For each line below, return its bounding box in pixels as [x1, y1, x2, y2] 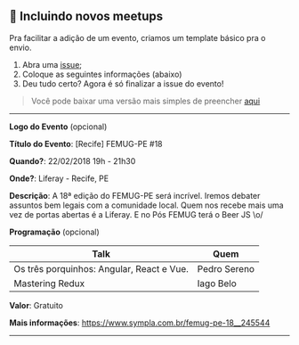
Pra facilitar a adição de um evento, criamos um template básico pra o [9, 32, 266, 43]
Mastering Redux [13, 277, 85, 290]
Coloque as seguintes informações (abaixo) [21, 69, 182, 79]
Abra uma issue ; [21, 59, 83, 70]
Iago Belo [197, 277, 238, 290]
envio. [9, 42, 32, 53]
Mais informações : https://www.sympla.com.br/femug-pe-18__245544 [9, 317, 271, 328]
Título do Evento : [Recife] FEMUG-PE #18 [9, 138, 163, 149]
